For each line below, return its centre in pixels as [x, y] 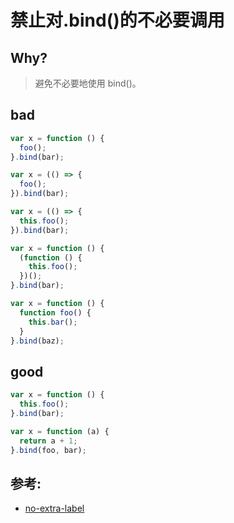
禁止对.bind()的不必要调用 [117, 20]
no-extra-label [54, 508]
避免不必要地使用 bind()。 [88, 83]
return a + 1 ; [48, 441]
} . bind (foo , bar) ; [48, 450]
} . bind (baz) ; [37, 341]
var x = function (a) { [60, 431]
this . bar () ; [53, 322]
